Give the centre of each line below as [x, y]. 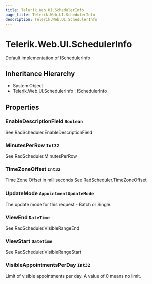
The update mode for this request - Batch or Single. [58, 204]
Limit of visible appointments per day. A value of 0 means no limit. [73, 276]
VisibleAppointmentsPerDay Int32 [48, 265]
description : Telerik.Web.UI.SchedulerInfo [51, 19]
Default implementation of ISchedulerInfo [48, 58]
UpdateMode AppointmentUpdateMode [50, 193]
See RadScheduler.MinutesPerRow [41, 156]
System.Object [28, 86]
